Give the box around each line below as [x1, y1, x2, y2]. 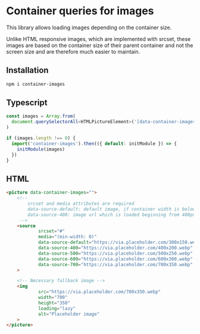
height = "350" [37, 299, 70, 306]
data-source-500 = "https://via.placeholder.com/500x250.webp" [37, 250, 193, 257]
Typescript [6, 98, 48, 108]
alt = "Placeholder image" [37, 311, 100, 317]
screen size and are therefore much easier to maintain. [6, 48, 140, 55]
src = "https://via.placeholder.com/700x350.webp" [37, 289, 161, 295]
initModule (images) [17, 146, 65, 152]
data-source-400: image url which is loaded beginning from [27, 211, 180, 218]
